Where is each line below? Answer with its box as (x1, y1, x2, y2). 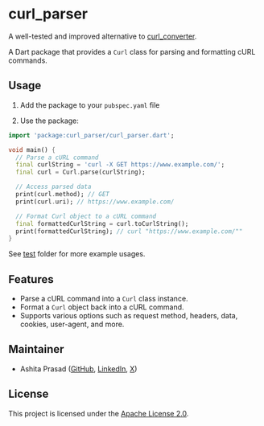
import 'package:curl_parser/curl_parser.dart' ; (8, 131, 175, 139)
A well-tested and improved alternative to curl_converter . (8, 31, 197, 41)
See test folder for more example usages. (8, 249, 146, 259)
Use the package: (19, 116, 79, 125)
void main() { (8, 145, 56, 154)
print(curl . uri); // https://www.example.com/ (15, 198, 175, 206)
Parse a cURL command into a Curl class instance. (19, 294, 188, 304)
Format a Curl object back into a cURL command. (19, 302, 184, 312)
